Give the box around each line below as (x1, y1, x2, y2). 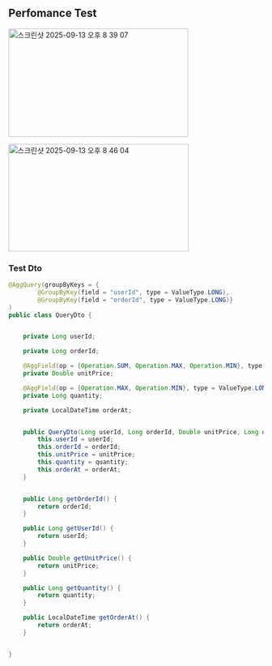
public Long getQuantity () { (23, 583, 121, 592)
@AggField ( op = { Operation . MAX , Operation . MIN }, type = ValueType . (23, 384, 255, 392)
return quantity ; (37, 591, 96, 600)
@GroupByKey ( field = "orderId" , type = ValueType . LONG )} (37, 296, 233, 304)
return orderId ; (37, 502, 92, 510)
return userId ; (37, 532, 89, 540)
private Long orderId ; (23, 348, 100, 356)
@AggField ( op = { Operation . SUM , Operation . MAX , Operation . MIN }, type (23, 362, 263, 370)
